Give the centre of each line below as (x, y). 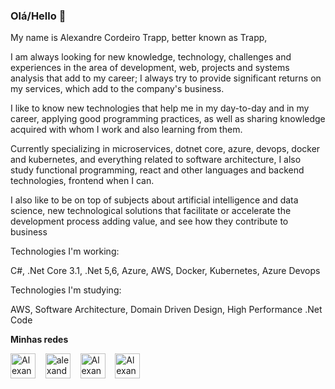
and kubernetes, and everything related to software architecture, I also (156, 160)
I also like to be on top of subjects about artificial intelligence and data (154, 200)
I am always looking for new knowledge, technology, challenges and (151, 57)
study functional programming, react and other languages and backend (157, 170)
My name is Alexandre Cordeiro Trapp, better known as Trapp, (139, 38)
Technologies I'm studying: (66, 290)
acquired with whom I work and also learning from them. (126, 130)
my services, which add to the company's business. (117, 89)
